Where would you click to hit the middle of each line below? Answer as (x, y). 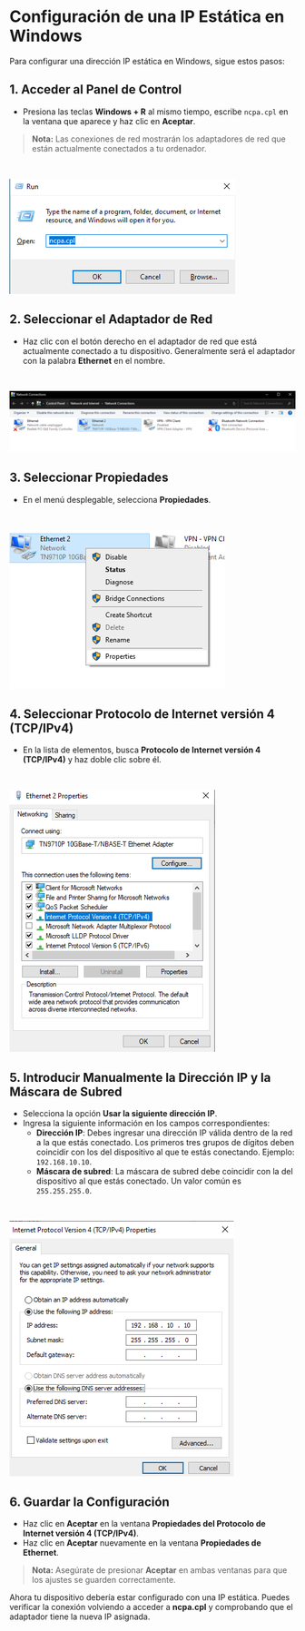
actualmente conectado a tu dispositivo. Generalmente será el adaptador (159, 350)
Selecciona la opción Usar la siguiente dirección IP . (120, 1114)
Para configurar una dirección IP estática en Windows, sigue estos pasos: (148, 61)
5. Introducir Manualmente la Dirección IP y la (140, 1077)
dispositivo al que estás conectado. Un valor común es (139, 1181)
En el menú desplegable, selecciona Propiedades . (117, 499)
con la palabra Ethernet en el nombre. (94, 360)
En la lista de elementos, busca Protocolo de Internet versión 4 (142, 750)
